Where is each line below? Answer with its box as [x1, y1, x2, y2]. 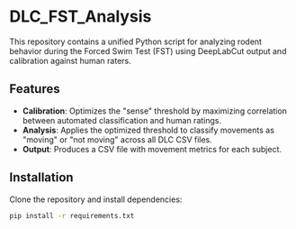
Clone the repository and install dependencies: [9, 194, 183, 205]
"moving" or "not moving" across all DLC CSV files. [22, 133, 213, 145]
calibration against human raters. [9, 55, 132, 66]
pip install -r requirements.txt [9, 211, 135, 220]
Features [9, 81, 60, 96]
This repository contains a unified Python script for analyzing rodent [9, 36, 263, 47]
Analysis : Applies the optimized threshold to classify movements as [22, 124, 274, 135]
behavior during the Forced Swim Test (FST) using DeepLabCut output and [9, 45, 287, 56]
